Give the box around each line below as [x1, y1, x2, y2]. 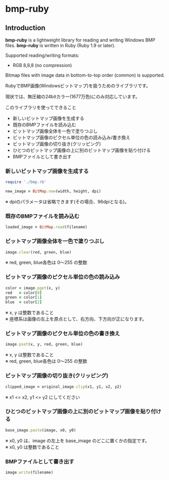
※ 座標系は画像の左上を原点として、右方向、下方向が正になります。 [5, 316, 147, 322]
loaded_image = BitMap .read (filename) [5, 224, 88, 230]
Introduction [5, 24, 46, 32]
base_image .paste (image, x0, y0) [5, 427, 76, 432]
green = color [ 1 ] [5, 295, 42, 300]
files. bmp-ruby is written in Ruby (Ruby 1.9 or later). [5, 42, 116, 49]
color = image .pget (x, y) [5, 285, 60, 290]
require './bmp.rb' [5, 179, 47, 185]
